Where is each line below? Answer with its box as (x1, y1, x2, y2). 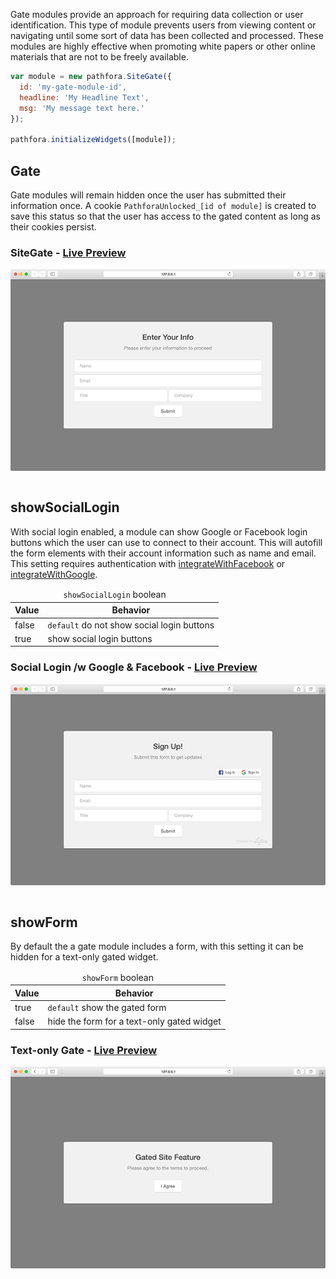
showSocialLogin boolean (63, 589, 167, 601)
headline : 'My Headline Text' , (19, 92, 150, 103)
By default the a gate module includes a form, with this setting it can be (10, 940, 304, 953)
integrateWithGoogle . (10, 568, 98, 580)
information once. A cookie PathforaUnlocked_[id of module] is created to (10, 199, 317, 211)
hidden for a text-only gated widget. (10, 951, 159, 963)
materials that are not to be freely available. (10, 51, 189, 63)
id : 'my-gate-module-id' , (19, 82, 128, 92)
